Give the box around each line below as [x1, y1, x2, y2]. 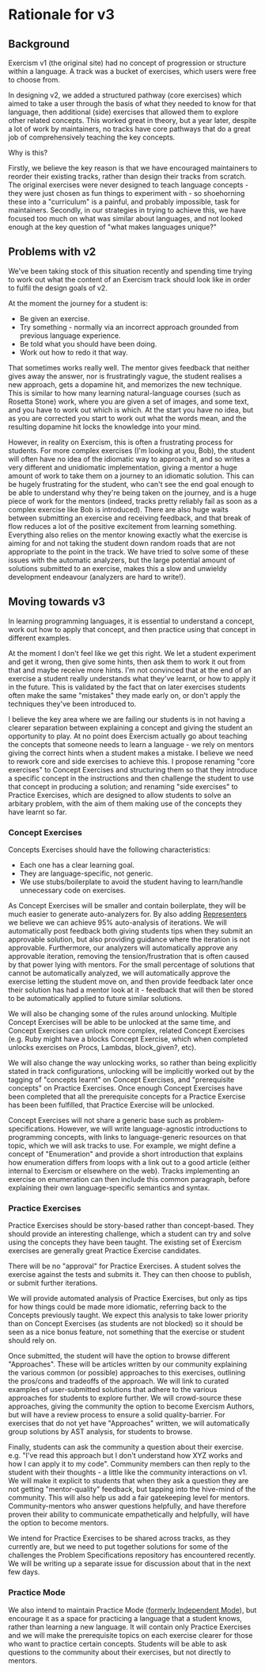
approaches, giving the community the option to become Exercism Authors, [8, 1402, 255, 1411]
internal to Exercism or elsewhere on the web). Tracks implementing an [8, 1166, 240, 1175]
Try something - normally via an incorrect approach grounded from [19, 322, 239, 332]
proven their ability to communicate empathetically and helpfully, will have [8, 1509, 250, 1520]
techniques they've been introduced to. [8, 699, 137, 708]
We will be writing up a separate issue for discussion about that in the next [8, 1559, 252, 1568]
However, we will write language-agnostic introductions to [58, 1124, 248, 1133]
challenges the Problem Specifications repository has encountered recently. [8, 1551, 256, 1560]
